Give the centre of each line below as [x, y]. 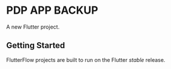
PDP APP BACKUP [52, 10]
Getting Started [36, 46]
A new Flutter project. [33, 27]
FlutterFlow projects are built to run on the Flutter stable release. [86, 59]
